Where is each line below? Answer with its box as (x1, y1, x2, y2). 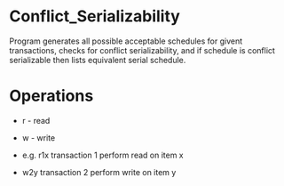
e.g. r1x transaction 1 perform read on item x (21, 150, 184, 160)
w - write (21, 132, 56, 143)
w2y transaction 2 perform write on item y (21, 166, 177, 177)
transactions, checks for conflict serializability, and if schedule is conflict (9, 44, 275, 55)
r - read (21, 115, 51, 125)
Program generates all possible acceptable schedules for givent (9, 36, 242, 46)
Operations (9, 86, 94, 106)
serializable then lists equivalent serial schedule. (9, 54, 186, 65)
